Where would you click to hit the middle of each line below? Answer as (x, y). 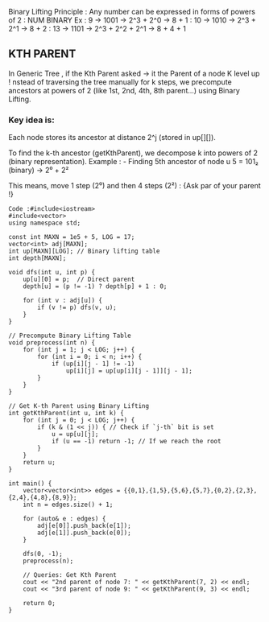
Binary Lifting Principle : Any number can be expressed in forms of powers (132, 12)
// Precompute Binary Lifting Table (70, 336)
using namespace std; (45, 223)
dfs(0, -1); (43, 554)
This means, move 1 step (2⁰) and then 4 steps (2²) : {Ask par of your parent (135, 186)
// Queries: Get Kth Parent (70, 575)
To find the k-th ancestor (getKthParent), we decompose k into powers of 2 (133, 153)
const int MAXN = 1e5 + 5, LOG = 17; (72, 237)
